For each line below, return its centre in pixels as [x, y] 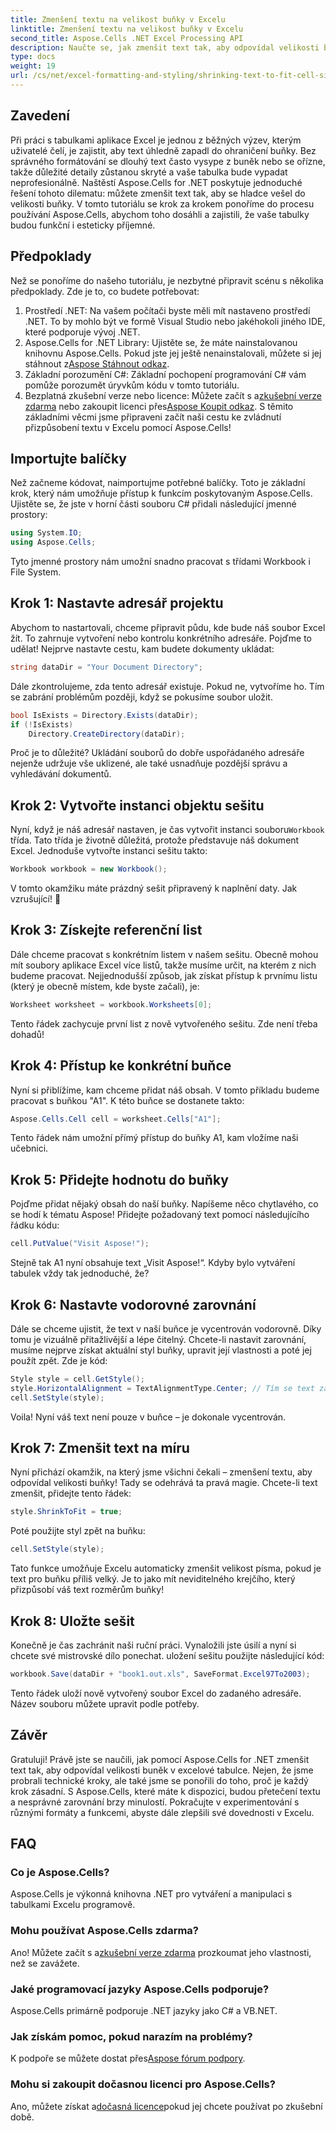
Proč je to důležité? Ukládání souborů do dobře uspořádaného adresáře [157, 753]
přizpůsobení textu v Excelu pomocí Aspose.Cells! [128, 427]
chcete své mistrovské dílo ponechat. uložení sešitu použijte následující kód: [167, 1655]
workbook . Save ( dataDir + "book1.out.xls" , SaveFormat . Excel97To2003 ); [160, 1674]
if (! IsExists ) [42, 724]
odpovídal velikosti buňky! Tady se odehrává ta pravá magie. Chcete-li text [164, 1483]
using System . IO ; [46, 533]
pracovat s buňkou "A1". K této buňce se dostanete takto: [127, 1100]
